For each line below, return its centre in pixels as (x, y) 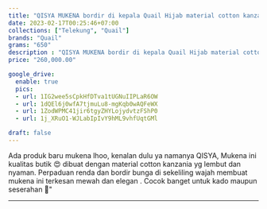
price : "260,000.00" (43, 60)
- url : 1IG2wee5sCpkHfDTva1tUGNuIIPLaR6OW (87, 96)
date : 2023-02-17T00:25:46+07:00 (64, 23)
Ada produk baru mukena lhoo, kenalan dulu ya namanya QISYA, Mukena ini (132, 155)
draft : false (30, 133)
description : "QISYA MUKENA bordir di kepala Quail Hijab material (124, 52)
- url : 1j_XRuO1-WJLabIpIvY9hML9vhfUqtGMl (87, 119)
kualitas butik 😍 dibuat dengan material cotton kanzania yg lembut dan (124, 164)
